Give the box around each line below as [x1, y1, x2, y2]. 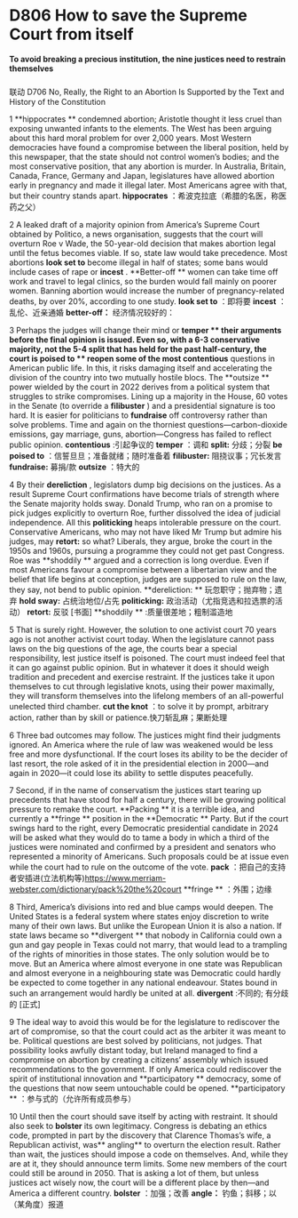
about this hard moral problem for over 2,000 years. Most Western [9, 132, 252, 143]
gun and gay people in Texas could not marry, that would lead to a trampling [9, 939, 288, 950]
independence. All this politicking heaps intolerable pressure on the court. [9, 517, 281, 527]
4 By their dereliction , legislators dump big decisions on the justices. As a [9, 479, 281, 490]
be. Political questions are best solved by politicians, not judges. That [9, 1035, 263, 1046]
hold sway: [19, 595, 60, 605]
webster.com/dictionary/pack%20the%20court [9, 884, 182, 894]
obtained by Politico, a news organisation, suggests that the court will [9, 228, 263, 239]
